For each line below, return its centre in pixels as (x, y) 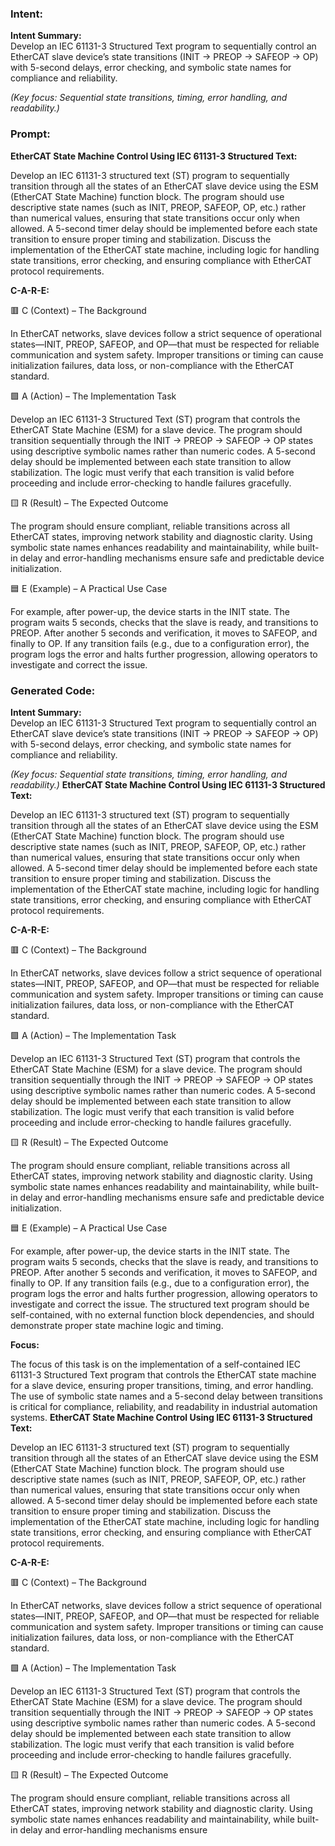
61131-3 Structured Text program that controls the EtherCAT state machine (163, 1374)
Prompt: (30, 134)
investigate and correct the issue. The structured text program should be (160, 1304)
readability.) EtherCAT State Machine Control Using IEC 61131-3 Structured (168, 784)
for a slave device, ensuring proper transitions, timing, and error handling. (162, 1385)
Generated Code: (53, 690)
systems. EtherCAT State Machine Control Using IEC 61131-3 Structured (161, 1417)
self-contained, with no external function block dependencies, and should (162, 1314)
